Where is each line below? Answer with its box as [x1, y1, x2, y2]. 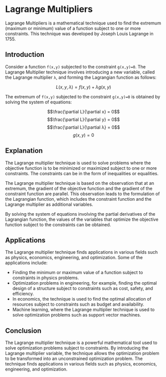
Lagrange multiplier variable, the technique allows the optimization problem [5, 351, 160, 357]
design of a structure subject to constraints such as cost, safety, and [12, 286, 153, 292]
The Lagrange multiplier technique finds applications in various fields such [5, 249, 158, 255]
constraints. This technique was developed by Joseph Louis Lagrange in [5, 30, 154, 36]
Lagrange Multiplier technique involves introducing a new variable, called [5, 69, 155, 75]
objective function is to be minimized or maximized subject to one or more [5, 165, 157, 171]
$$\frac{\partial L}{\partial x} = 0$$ [47, 108, 120, 114]
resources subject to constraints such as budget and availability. [12, 301, 145, 308]
